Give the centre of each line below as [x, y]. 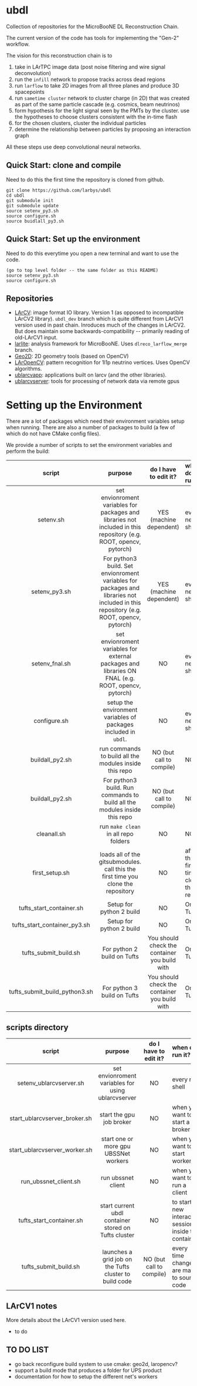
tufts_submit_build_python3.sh [51, 992]
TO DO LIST [28, 1350]
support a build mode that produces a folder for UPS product [88, 1370]
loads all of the [120, 855]
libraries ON [120, 671]
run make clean [120, 827]
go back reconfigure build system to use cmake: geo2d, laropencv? [96, 1364]
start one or [117, 1139]
